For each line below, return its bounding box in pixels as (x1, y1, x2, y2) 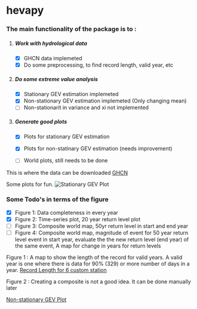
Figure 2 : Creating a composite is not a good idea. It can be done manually (6, 278, 191, 285)
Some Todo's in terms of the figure (6, 195, 109, 203)
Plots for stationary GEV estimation (23, 133, 110, 140)
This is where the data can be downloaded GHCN (6, 169, 128, 176)
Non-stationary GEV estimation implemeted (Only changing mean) (23, 97, 187, 104)
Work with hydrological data (14, 39, 88, 47)
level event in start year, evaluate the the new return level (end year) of (14, 236, 189, 243)
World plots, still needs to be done (23, 157, 109, 164)
